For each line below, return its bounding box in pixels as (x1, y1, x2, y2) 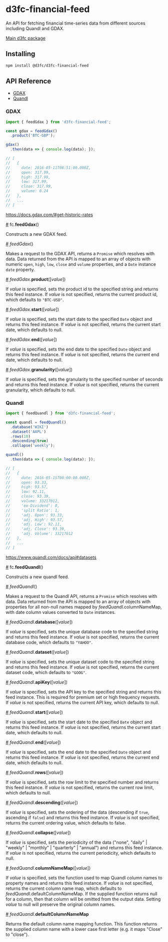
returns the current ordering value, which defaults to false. (5, 820, 126, 826)
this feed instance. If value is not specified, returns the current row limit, (5, 784, 154, 791)
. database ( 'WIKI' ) (10, 424, 49, 429)
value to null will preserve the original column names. (5, 901, 115, 907)
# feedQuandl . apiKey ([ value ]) (5, 679, 68, 685)
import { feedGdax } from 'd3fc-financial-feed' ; (5, 119, 111, 124)
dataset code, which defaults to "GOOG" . (5, 669, 87, 675)
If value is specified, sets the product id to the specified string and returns (5, 286, 158, 292)
